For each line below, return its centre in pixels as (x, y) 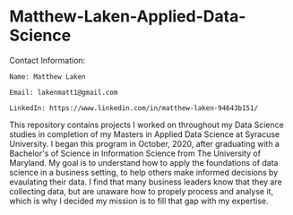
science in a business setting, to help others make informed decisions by (144, 172)
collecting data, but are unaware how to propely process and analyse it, (142, 191)
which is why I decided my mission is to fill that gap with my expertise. (139, 201)
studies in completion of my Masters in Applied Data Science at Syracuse (145, 134)
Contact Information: (47, 60)
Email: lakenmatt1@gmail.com (64, 92)
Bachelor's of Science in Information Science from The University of (135, 153)
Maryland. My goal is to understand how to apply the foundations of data (144, 162)
